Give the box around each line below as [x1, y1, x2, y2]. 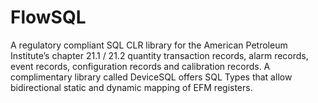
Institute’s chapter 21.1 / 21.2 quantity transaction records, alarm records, [10, 49, 309, 61]
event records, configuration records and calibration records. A [10, 60, 271, 72]
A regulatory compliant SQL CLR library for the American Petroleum [10, 39, 288, 51]
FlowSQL [10, 6, 87, 29]
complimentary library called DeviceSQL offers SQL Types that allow [10, 71, 293, 83]
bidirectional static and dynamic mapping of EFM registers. [10, 81, 253, 93]
